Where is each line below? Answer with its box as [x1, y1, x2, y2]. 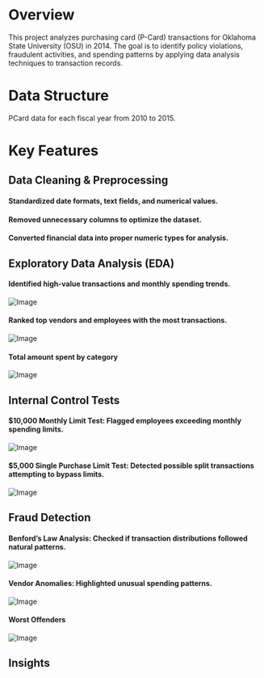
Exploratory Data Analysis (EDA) [8, 256, 175, 270]
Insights [8, 656, 51, 670]
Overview [8, 6, 75, 24]
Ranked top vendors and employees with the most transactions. [8, 315, 228, 325]
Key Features [8, 141, 99, 160]
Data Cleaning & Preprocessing [8, 174, 169, 187]
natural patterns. [8, 542, 66, 552]
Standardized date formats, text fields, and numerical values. [8, 196, 219, 206]
